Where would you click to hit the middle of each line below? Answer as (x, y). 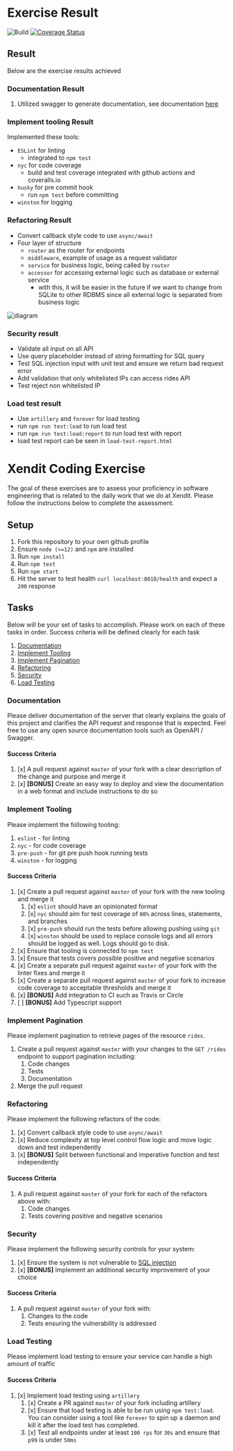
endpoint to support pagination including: (77, 1057)
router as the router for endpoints (76, 250)
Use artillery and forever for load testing (79, 419)
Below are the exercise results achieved (64, 70)
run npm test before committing (73, 195)
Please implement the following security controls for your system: (101, 1249)
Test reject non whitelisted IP (59, 385)
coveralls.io (44, 180)
